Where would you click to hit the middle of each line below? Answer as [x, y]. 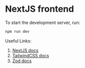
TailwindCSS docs [30, 55]
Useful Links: [18, 41]
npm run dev [17, 31]
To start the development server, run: [42, 23]
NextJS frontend [40, 9]
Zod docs [22, 61]
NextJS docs [25, 50]
